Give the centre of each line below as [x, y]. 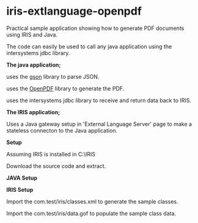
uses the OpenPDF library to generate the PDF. [65, 88]
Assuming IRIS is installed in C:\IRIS [51, 154]
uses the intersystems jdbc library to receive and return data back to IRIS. [99, 100]
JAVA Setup [22, 178]
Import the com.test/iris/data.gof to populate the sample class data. [91, 213]
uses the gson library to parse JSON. [53, 76]
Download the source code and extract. [56, 166]
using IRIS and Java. [32, 34]
